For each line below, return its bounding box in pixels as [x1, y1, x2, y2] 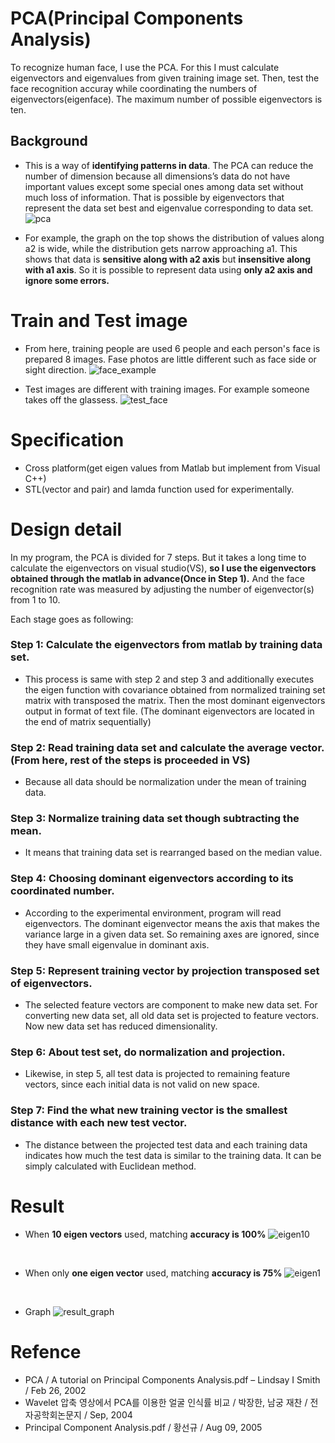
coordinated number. [10, 884, 115, 898]
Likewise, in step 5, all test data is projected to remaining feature [24, 1068, 291, 1080]
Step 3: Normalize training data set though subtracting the [10, 812, 300, 826]
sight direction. [24, 363, 87, 376]
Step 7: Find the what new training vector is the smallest [10, 1103, 288, 1117]
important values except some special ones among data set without [24, 180, 304, 192]
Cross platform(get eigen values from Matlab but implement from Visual [24, 462, 321, 474]
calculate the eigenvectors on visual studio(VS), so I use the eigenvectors [10, 562, 317, 574]
